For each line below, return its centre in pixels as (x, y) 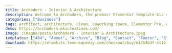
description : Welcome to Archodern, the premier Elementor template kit (84, 15)
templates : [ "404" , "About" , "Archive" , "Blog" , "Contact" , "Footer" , (82, 38)
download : (16, 43)
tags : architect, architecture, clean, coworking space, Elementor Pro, (84, 24)
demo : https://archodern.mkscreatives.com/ (52, 29)
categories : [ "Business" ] (33, 19)
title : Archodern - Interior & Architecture (53, 10)
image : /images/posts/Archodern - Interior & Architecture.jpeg (75, 33)
